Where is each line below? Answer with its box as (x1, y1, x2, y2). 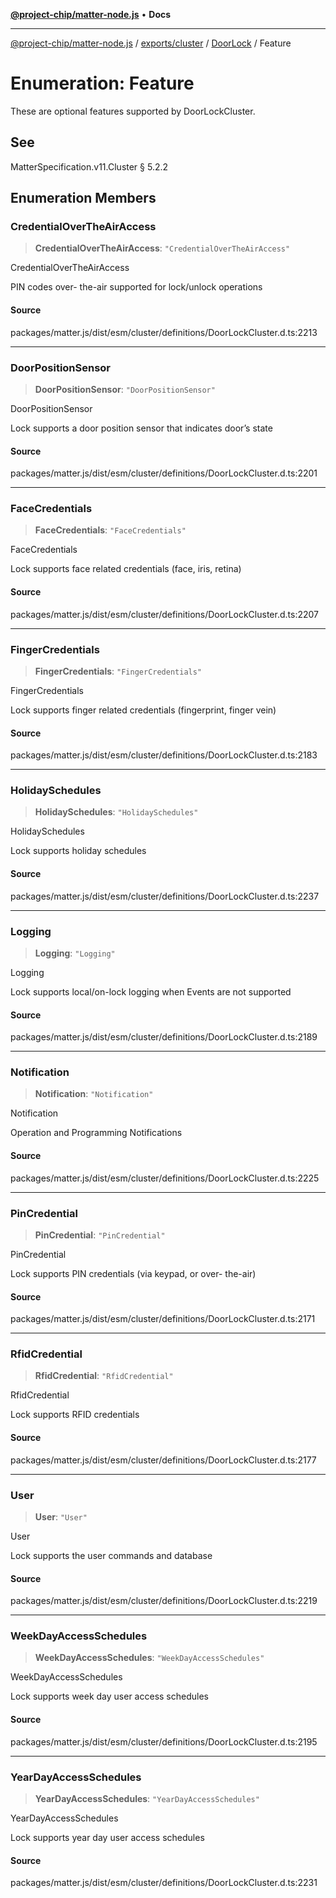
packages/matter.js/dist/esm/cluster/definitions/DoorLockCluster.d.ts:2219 (10, 1595, 318, 1607)
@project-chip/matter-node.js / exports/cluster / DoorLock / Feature (10, 37, 292, 49)
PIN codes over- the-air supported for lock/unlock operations (10, 281, 263, 293)
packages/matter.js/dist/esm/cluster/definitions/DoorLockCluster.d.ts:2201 (10, 467, 318, 479)
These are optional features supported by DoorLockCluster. (10, 105, 256, 117)
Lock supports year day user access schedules (10, 1831, 205, 1843)
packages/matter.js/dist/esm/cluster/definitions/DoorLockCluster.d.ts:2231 (10, 1877, 318, 1889)
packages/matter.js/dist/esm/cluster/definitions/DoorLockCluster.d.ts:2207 (10, 608, 319, 620)
